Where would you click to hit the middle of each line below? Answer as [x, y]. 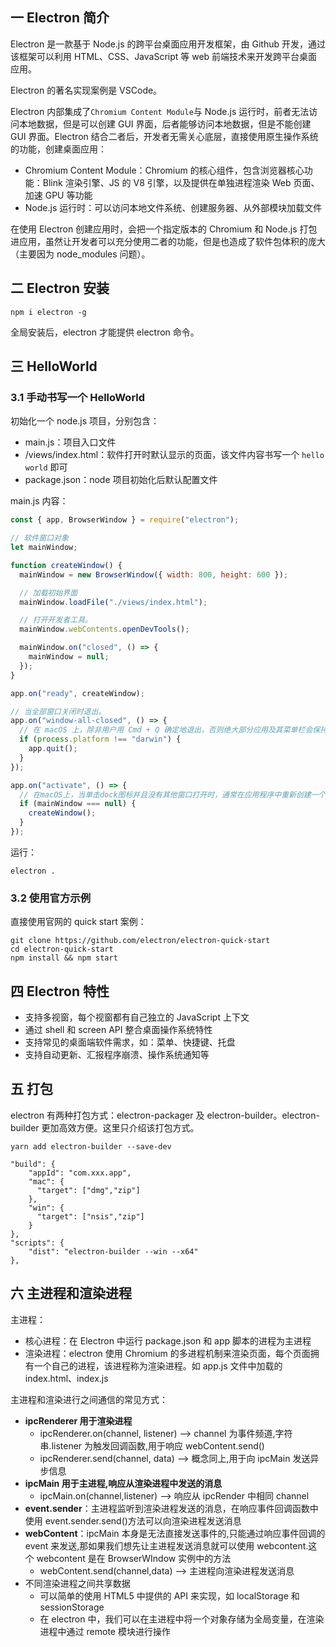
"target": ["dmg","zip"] [88, 1190]
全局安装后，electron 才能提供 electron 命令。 [105, 332]
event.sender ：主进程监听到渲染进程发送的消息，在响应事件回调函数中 [171, 1508]
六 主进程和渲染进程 [71, 1293]
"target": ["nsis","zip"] [90, 1216]
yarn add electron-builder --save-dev [91, 1146]
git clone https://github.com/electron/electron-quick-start [140, 941]
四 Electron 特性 [60, 991]
